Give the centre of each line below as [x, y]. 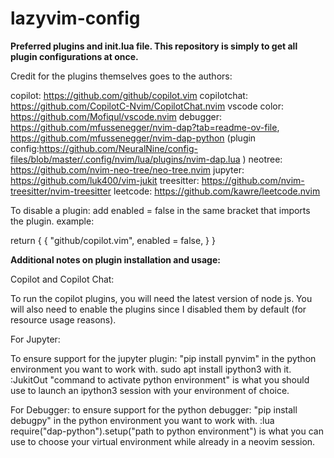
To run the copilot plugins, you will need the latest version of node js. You [161, 298]
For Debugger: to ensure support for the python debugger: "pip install [154, 409]
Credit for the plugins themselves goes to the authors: [121, 76]
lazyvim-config [75, 18]
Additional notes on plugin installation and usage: [115, 259]
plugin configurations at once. [74, 56]
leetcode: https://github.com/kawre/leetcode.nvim [217, 191]
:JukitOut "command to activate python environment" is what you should [160, 379]
